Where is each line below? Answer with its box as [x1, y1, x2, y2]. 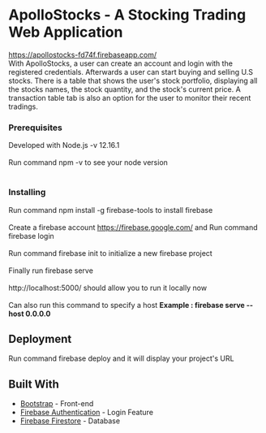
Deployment [8, 331, 72, 346]
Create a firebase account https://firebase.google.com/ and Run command [8, 222, 258, 232]
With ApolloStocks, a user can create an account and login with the [8, 58, 234, 68]
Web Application [8, 23, 123, 41]
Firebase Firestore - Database [19, 416, 120, 426]
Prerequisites [8, 122, 62, 133]
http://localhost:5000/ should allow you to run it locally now [8, 283, 208, 292]
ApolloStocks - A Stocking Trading [8, 6, 247, 24]
